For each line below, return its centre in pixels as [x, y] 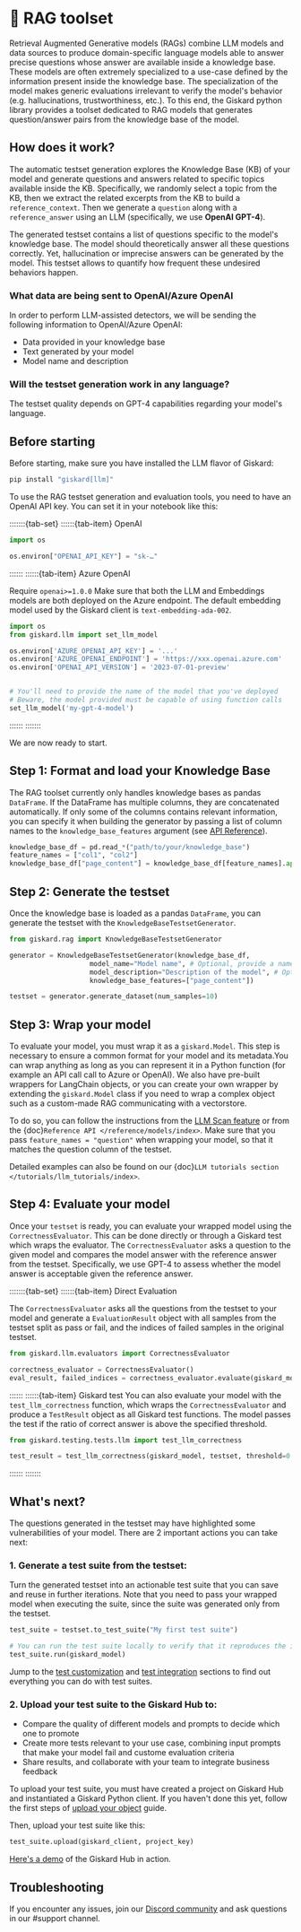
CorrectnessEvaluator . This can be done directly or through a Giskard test [146, 1235]
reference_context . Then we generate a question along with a [123, 207]
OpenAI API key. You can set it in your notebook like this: [114, 507]
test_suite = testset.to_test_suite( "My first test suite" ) [124, 1630]
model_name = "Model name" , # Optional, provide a [182, 963]
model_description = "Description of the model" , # [184, 972]
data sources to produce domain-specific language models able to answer [147, 52]
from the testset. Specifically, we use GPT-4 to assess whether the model [145, 1264]
